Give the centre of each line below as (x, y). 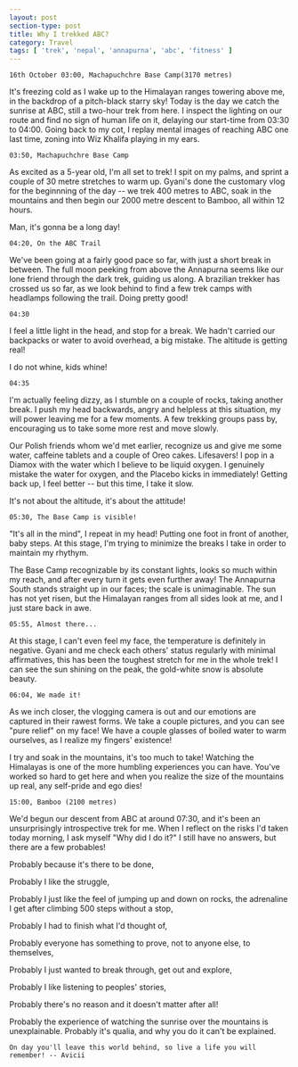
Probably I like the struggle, (59, 882)
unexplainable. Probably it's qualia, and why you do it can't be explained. (143, 1031)
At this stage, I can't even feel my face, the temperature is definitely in (137, 641)
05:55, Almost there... (53, 624)
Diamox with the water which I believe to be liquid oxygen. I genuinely (137, 465)
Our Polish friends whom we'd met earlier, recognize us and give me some (146, 446)
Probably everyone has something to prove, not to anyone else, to (130, 943)
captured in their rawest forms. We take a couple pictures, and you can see (147, 721)
